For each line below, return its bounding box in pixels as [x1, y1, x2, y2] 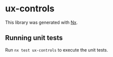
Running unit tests [5, 34, 63, 42]
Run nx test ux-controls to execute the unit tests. [5, 47, 108, 53]
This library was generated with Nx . [5, 19, 78, 25]
